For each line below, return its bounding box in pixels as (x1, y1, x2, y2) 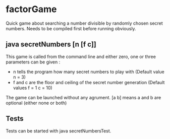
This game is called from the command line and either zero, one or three (6, 53, 156, 59)
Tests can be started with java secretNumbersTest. (6, 127, 111, 134)
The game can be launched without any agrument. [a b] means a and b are (6, 94, 161, 100)
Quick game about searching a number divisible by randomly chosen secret (6, 20, 163, 26)
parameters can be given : (6, 59, 61, 65)
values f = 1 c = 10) (13, 85, 52, 91)
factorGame (6, 4, 57, 15)
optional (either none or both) (6, 100, 67, 106)
